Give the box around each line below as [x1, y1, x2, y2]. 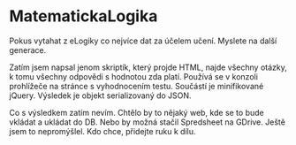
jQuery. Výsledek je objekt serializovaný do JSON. [9, 90, 192, 101]
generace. [9, 44, 47, 55]
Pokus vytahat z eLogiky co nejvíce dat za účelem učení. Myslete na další [9, 35, 277, 46]
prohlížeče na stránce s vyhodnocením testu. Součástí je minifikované [9, 80, 264, 91]
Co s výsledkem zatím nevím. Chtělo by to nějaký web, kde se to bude [9, 107, 264, 118]
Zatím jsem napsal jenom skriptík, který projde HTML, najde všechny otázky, [9, 62, 287, 72]
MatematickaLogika [9, 6, 158, 27]
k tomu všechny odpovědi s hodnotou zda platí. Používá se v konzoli [9, 71, 259, 81]
